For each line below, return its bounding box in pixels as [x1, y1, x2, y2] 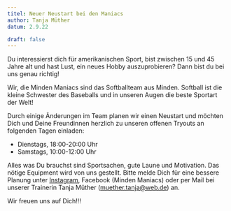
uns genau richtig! [7, 70, 59, 78]
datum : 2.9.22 [7, 23, 49, 30]
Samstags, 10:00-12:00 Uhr [17, 147, 97, 156]
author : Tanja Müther [7, 17, 71, 24]
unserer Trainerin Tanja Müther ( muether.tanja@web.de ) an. [7, 183, 180, 192]
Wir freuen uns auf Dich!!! [7, 197, 82, 205]
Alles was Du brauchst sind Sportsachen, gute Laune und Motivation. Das [7, 161, 219, 170]
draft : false [7, 36, 45, 43]
